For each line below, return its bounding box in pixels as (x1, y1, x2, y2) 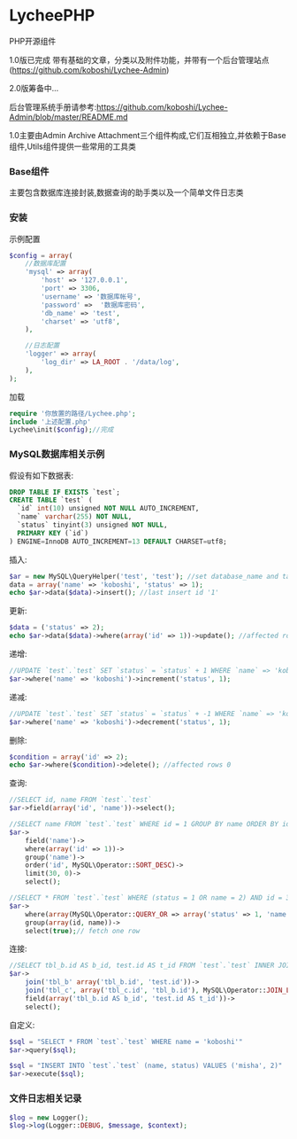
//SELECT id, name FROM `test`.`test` (9, 795, 152, 805)
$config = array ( (9, 251, 73, 260)
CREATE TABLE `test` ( (9, 495, 93, 505)
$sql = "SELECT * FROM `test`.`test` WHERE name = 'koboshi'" (9, 1037, 243, 1046)
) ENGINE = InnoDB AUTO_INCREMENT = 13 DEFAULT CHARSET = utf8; (9, 537, 227, 546)
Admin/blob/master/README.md (9, 112, 128, 122)
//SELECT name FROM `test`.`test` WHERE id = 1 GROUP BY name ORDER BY (9, 820, 278, 829)
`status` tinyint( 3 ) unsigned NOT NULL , (17, 520, 168, 530)
